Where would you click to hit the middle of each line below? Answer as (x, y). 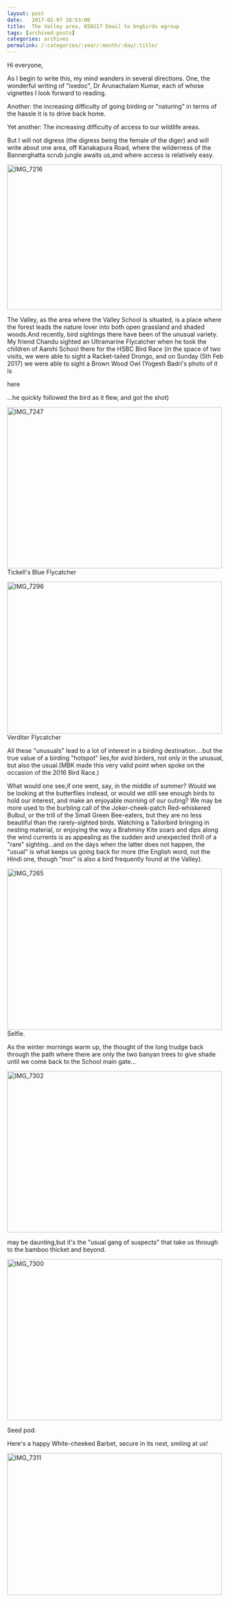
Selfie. (16, 1034)
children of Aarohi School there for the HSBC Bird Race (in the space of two (114, 349)
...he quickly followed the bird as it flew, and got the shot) (88, 397)
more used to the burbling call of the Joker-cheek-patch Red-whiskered (109, 808)
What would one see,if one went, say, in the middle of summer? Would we (112, 786)
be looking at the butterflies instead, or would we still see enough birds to (111, 793)
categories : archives (38, 39)
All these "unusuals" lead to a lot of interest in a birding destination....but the (115, 750)
